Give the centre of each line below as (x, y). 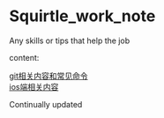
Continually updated (46, 104)
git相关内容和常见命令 (48, 76)
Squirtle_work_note (82, 16)
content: (24, 57)
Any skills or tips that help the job (70, 41)
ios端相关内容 (34, 86)
